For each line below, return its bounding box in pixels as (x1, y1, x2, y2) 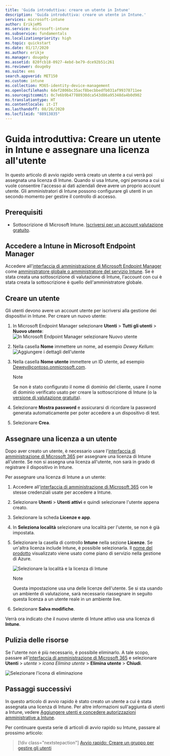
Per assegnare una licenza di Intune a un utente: (5, 474, 107, 480)
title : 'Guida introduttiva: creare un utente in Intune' (5, 7, 130, 13)
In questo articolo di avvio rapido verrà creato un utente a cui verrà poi (5, 171, 153, 178)
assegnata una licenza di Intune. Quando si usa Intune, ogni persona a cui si (5, 177, 164, 183)
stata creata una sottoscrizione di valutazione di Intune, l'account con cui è (5, 274, 162, 280)
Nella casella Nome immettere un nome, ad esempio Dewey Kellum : (12, 344, 155, 350)
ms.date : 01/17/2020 (5, 45, 49, 50)
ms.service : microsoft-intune (5, 26, 70, 32)
